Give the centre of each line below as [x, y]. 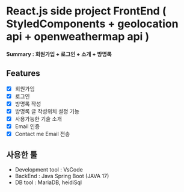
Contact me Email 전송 [42, 134]
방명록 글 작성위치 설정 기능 [47, 111]
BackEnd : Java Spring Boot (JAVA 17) [62, 176]
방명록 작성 [28, 104]
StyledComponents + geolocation [92, 24]
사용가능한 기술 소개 [38, 119]
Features [23, 73]
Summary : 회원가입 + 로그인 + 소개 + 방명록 [59, 54]
